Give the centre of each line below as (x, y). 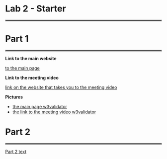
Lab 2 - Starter (36, 9)
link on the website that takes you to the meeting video (61, 87)
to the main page (22, 68)
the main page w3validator (40, 106)
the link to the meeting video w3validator (54, 112)
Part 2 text (16, 152)
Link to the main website (31, 58)
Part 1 (17, 39)
